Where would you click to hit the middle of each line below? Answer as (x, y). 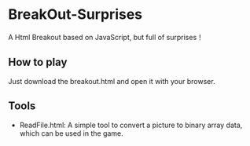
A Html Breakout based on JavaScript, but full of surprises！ (106, 37)
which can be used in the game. (71, 133)
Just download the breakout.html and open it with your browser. (112, 81)
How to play (38, 62)
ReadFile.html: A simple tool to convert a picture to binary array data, (131, 125)
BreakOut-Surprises (75, 15)
